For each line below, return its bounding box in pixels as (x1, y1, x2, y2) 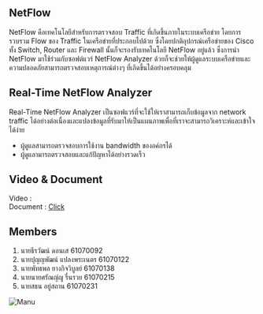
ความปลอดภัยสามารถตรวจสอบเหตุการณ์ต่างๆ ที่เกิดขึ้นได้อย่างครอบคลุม (9, 62, 191, 72)
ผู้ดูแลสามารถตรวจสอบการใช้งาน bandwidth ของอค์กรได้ (20, 140, 172, 150)
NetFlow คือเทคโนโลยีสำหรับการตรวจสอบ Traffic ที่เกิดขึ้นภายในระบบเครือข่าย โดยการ (9, 27, 242, 36)
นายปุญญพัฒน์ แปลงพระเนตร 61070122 (20, 255, 130, 264)
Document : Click (9, 202, 65, 211)
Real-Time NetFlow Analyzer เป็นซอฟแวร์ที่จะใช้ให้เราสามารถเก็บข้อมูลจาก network (9, 107, 246, 117)
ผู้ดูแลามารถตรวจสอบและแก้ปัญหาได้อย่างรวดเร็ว (20, 149, 146, 159)
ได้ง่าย (9, 125, 25, 134)
